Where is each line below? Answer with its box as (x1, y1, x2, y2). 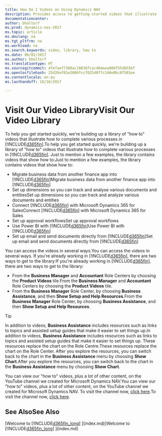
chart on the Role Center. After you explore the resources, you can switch (5, 348, 151, 354)
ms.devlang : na (5, 34, 36, 39)
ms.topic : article (5, 30, 42, 34)
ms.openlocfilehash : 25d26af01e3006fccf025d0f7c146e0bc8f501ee (5, 70, 135, 75)
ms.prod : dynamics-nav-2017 (5, 25, 62, 30)
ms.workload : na (5, 43, 38, 48)
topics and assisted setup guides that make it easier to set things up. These (5, 338, 156, 344)
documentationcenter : (5, 16, 49, 21)
